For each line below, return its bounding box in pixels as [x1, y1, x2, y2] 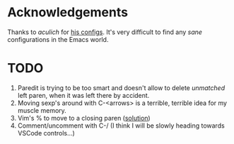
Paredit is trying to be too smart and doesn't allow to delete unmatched [17, 83, 226, 92]
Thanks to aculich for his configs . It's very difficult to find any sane [7, 28, 203, 36]
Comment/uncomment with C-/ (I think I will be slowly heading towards [17, 121, 225, 130]
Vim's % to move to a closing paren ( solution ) [17, 113, 151, 122]
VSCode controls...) [17, 128, 76, 137]
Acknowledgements [7, 4, 129, 21]
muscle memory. [17, 106, 67, 114]
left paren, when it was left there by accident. [17, 91, 150, 99]
